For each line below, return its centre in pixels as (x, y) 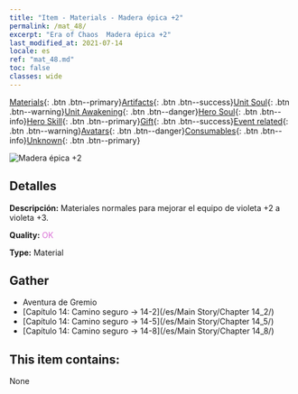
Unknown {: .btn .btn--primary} (84, 140)
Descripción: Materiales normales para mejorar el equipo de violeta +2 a (145, 207)
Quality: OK (32, 234)
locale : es (30, 51)
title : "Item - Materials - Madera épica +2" (96, 18)
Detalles (33, 186)
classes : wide (36, 77)
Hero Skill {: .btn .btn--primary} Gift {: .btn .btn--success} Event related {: (158, 121)
